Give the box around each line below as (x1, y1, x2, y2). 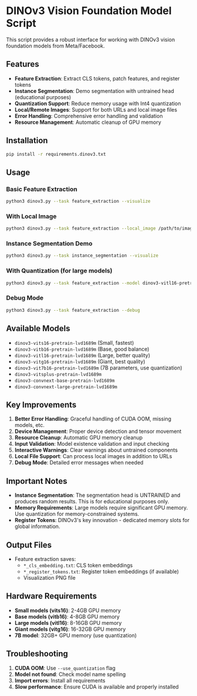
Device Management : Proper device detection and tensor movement (14, 428, 182, 435)
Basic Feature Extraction (6, 185, 77, 193)
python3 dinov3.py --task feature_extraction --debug (6, 307, 141, 313)
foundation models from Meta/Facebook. (6, 42, 106, 49)
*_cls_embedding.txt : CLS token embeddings (23, 561, 133, 569)
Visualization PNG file (23, 574, 76, 581)
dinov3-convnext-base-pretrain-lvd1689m (14, 378, 115, 384)
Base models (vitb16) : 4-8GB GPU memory (14, 613, 120, 620)
